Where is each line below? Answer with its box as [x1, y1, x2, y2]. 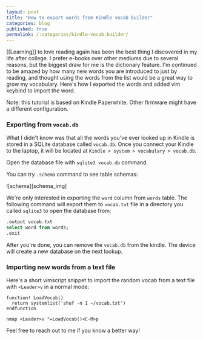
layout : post [6, 9, 39, 15]
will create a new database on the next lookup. [6, 248, 123, 255]
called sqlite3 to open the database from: [6, 207, 111, 215]
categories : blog [6, 20, 50, 26]
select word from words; [6, 224, 69, 231]
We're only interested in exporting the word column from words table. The [6, 194, 188, 201]
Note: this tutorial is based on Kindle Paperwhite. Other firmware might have [6, 99, 197, 106]
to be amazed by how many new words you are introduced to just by [6, 68, 178, 75]
